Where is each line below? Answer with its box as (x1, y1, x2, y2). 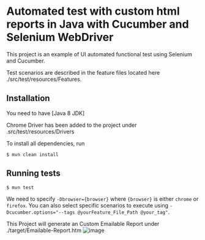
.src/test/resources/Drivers (6, 127, 75, 135)
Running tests (6, 168, 61, 179)
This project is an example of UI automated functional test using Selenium (6, 50, 193, 58)
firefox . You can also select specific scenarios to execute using (6, 201, 169, 209)
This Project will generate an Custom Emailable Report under (6, 220, 160, 227)
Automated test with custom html (6, 4, 180, 18)
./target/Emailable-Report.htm (6, 227, 81, 234)
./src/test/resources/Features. (6, 75, 82, 83)
